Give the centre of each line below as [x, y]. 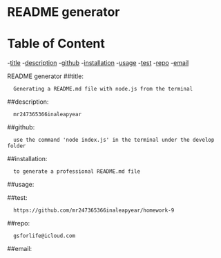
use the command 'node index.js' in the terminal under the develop [114, 140]
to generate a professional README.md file [77, 172]
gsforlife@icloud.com [45, 236]
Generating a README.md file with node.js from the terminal [103, 89]
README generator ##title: [46, 76]
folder [17, 146]
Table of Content [56, 44]
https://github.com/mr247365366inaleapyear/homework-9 [94, 211]
